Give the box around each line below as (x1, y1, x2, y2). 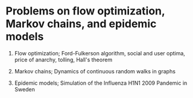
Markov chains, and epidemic (5, 17, 157, 31)
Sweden (14, 85, 36, 93)
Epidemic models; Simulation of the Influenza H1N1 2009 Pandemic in (14, 79, 188, 87)
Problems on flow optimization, (5, 4, 165, 18)
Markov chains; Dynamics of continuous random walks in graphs (14, 67, 176, 75)
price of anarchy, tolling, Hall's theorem (14, 56, 113, 63)
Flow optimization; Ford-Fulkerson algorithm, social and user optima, (14, 49, 185, 57)
